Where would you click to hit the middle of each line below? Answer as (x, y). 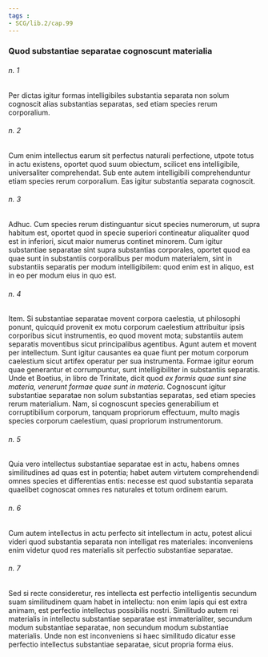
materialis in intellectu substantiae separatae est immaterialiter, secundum (130, 618)
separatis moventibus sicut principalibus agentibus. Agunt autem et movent (133, 344)
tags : (19, 16)
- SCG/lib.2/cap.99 (41, 23)
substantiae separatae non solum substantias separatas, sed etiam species (132, 395)
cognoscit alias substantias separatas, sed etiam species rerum (113, 103)
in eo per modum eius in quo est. (62, 276)
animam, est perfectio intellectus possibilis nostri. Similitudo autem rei (123, 610)
